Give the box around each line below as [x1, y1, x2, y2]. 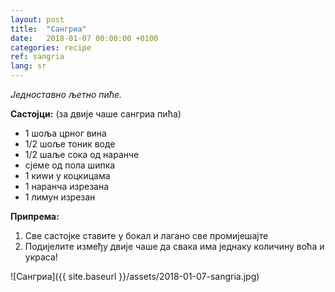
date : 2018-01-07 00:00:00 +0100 [10, 33, 159, 43]
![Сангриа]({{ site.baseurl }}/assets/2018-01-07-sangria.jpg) [10, 271, 260, 282]
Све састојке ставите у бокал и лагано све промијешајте [24, 230, 269, 241]
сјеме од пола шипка [24, 159, 116, 171]
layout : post [10, 14, 65, 25]
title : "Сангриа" [10, 24, 87, 34]
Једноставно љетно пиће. [10, 89, 123, 100]
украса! [24, 251, 58, 263]
